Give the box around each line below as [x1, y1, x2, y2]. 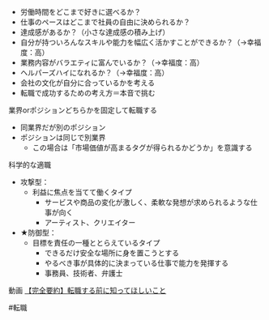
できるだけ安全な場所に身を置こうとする [44, 248, 180, 258]
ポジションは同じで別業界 [19, 133, 106, 142]
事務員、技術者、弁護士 [44, 268, 123, 278]
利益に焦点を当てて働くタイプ [32, 187, 132, 197]
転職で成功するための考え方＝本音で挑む [19, 88, 156, 97]
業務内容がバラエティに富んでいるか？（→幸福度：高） [19, 58, 204, 67]
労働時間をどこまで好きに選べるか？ [19, 7, 142, 16]
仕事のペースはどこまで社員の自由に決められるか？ [19, 17, 190, 27]
